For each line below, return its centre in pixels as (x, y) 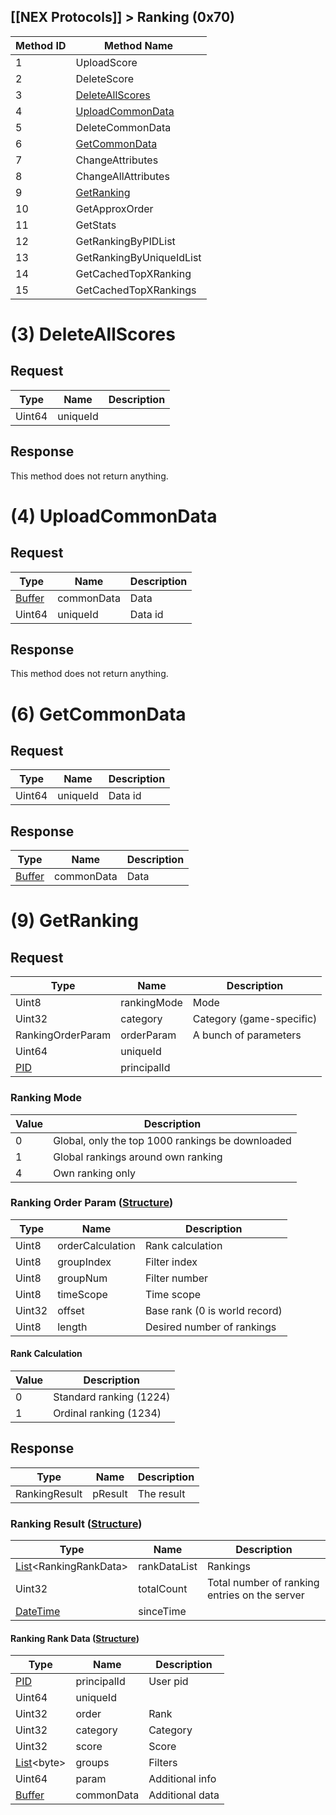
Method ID (41, 45)
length (72, 1327)
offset (71, 1310)
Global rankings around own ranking (138, 1157)
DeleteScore (105, 78)
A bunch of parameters (247, 1035)
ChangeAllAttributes (122, 176)
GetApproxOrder (114, 208)
